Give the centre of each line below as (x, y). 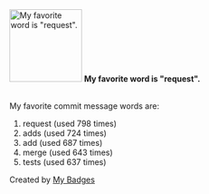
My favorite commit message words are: (85, 106)
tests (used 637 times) (64, 162)
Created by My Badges (52, 179)
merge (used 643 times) (67, 152)
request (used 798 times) (70, 123)
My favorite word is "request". (142, 79)
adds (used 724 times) (64, 133)
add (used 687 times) (62, 143)
